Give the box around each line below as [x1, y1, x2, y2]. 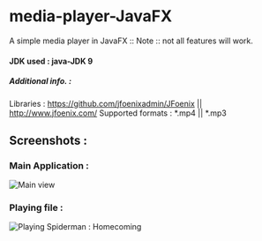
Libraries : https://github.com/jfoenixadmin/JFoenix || [9, 98, 203, 109]
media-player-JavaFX [9, 6, 173, 26]
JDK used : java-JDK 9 [9, 56, 94, 66]
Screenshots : [9, 132, 88, 147]
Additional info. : [9, 76, 72, 87]
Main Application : [9, 159, 90, 171]
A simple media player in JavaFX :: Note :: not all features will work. [9, 35, 254, 46]
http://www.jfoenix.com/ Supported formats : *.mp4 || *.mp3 [9, 108, 227, 118]
